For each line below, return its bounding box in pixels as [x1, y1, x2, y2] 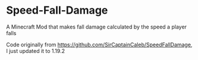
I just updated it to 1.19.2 [6, 47, 65, 54]
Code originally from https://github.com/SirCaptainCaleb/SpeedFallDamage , [6, 41, 193, 48]
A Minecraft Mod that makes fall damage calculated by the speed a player [6, 23, 187, 30]
